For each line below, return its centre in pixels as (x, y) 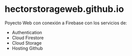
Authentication (27, 32)
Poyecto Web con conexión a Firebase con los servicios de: (66, 23)
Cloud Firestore (28, 38)
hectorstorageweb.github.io (64, 9)
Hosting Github (27, 48)
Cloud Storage (27, 43)
